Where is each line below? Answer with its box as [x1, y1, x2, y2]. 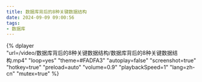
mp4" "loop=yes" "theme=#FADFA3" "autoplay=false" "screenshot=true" [13, 57, 197, 64]
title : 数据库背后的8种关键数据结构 [6, 8, 87, 15]
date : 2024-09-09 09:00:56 [6, 14, 75, 20]
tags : [6, 20, 20, 26]
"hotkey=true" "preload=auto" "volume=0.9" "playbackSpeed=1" [6, 64, 169, 71]
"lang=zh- [169, 64, 195, 71]
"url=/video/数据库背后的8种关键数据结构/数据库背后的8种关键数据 [6, 49, 173, 57]
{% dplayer [6, 42, 35, 49]
